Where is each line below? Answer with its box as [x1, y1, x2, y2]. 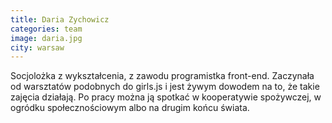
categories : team [10, 24, 83, 34]
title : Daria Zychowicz [10, 14, 110, 25]
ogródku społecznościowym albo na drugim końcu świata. [10, 102, 250, 114]
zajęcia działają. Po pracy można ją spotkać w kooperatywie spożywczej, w [10, 91, 322, 103]
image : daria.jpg [10, 33, 83, 43]
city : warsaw [10, 42, 65, 53]
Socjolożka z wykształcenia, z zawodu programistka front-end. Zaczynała [10, 70, 315, 82]
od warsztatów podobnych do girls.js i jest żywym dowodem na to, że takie [10, 81, 320, 93]
